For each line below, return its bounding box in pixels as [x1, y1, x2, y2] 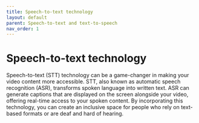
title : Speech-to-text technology [6, 8, 94, 15]
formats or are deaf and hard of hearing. [23, 110, 124, 118]
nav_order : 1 [6, 25, 39, 32]
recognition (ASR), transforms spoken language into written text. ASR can [6, 84, 189, 92]
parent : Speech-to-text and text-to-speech [6, 20, 118, 26]
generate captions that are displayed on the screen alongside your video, [6, 91, 189, 98]
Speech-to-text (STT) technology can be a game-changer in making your [6, 72, 189, 79]
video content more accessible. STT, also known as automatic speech [6, 78, 181, 85]
